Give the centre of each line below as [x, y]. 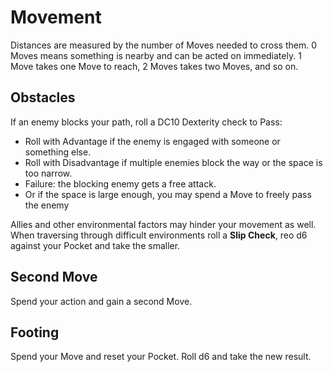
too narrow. [48, 173]
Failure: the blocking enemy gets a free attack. [120, 183]
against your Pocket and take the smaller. [95, 245]
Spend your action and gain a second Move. [101, 301]
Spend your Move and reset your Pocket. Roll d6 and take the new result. [161, 357]
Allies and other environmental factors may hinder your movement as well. [163, 224]
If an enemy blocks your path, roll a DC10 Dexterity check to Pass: [146, 122]
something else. [58, 152]
